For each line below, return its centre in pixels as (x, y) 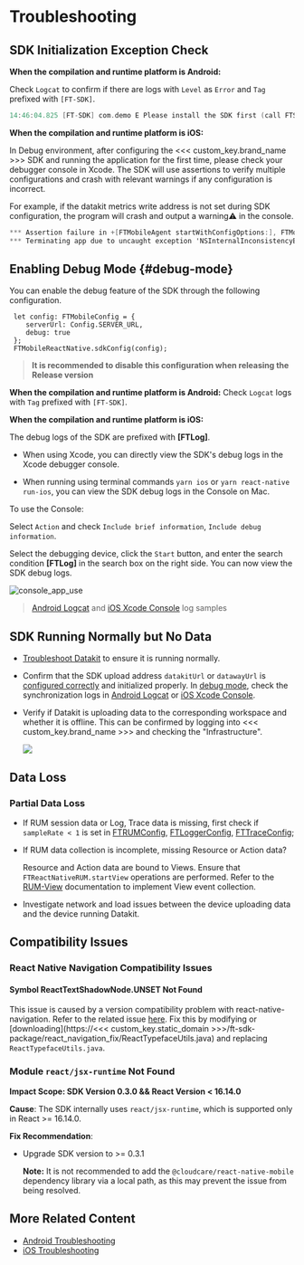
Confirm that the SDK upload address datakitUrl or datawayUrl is (144, 676)
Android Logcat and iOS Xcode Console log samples (129, 608)
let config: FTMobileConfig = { (74, 317)
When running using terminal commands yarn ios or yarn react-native (156, 482)
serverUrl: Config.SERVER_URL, (85, 325)
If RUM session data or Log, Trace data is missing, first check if (141, 823)
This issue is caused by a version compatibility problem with (122, 1010)
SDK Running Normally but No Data (111, 637)
